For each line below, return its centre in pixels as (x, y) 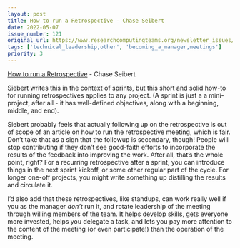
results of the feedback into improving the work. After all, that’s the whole (115, 155)
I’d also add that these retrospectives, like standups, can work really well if (117, 198)
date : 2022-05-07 (33, 27)
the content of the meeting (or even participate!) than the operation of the (116, 229)
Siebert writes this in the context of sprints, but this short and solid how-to (117, 88)
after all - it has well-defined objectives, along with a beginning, (125, 103)
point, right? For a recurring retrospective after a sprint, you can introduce (116, 162)
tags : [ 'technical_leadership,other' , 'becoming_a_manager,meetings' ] (115, 47)
